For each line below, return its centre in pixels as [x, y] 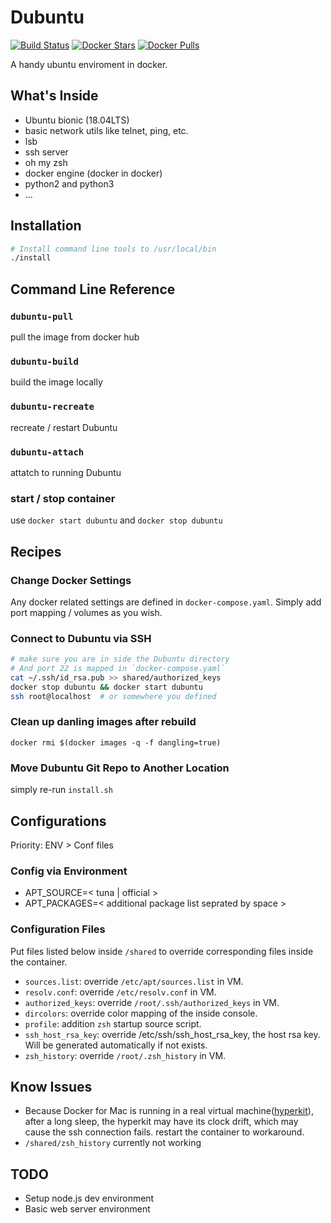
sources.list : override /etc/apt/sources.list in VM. [134, 981]
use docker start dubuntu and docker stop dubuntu [116, 520]
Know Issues [51, 1086]
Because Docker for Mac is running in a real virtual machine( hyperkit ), [169, 1111]
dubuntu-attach [47, 452]
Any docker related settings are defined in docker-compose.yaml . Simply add [166, 602]
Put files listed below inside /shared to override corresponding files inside [162, 951]
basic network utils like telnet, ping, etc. [106, 130]
